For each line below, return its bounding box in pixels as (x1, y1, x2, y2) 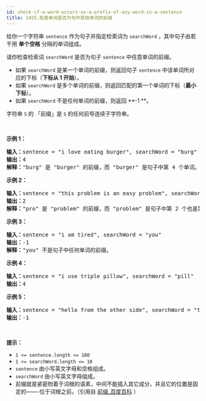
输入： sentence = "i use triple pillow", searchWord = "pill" (6, 273, 194, 279)
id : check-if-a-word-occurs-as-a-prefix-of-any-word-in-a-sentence (6, 9, 183, 15)
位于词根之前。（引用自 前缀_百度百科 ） (39, 387, 139, 395)
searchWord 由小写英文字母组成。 (15, 372, 99, 380)
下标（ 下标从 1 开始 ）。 (26, 74, 83, 81)
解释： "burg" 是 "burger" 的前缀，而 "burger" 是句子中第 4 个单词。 (6, 163, 200, 171)
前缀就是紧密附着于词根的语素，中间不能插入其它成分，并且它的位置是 (15, 380, 193, 387)
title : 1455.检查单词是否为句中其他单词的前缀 (6, 15, 113, 21)
